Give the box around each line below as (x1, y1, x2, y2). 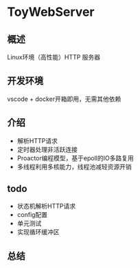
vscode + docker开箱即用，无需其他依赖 (7, 95, 121, 103)
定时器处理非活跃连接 (16, 145, 78, 153)
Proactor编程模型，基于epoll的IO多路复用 (16, 153, 134, 162)
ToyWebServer (7, 4, 95, 20)
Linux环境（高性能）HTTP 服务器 (7, 53, 101, 61)
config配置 (16, 211, 48, 219)
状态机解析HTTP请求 (16, 202, 76, 211)
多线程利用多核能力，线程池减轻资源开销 (16, 162, 132, 171)
